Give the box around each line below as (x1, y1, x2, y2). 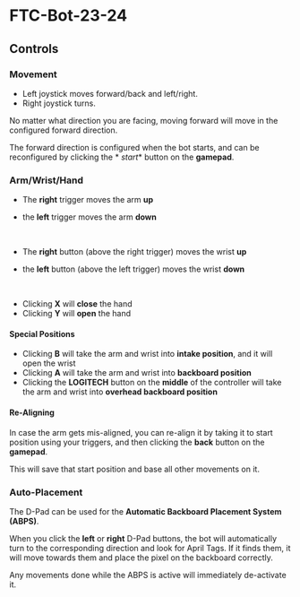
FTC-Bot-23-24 (9, 5, 128, 26)
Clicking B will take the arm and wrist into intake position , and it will (21, 349, 273, 359)
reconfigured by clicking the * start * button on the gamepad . (9, 151, 235, 162)
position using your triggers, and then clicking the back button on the (9, 437, 265, 447)
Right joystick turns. (21, 98, 96, 108)
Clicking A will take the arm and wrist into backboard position (21, 368, 253, 378)
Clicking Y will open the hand (21, 308, 132, 319)
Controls (9, 41, 59, 56)
